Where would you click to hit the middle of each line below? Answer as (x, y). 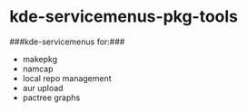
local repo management (67, 78)
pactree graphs (51, 98)
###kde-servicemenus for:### (67, 42)
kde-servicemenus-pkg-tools (124, 17)
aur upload (43, 88)
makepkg (40, 59)
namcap (38, 69)
